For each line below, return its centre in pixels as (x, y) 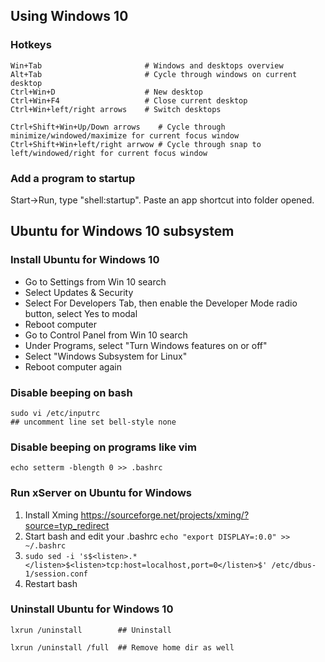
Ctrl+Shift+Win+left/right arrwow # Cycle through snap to (136, 144)
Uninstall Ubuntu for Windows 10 (92, 609)
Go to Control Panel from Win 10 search (106, 335)
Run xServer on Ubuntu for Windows (101, 493)
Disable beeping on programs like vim (103, 447)
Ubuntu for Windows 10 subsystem (122, 231)
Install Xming (51, 515)
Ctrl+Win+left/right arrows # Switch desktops (116, 109)
